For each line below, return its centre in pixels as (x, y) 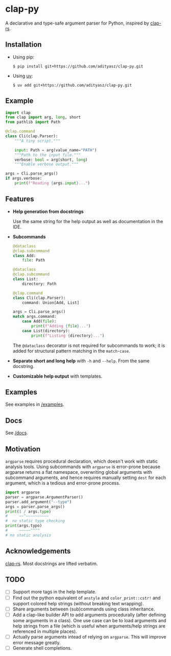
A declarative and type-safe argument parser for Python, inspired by (77, 23)
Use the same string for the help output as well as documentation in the (88, 221)
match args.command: (34, 317)
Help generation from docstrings (48, 211)
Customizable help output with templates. (57, 376)
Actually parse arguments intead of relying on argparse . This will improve (89, 637)
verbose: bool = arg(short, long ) (51, 160)
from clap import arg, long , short (43, 117)
